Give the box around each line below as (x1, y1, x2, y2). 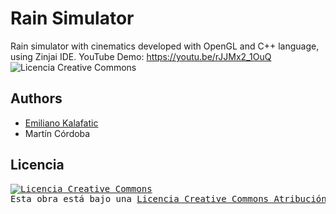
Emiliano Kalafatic (24, 117, 99, 129)
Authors (10, 90, 63, 107)
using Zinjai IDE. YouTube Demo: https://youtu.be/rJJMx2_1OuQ (10, 50, 272, 62)
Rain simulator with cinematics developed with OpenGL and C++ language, (10, 40, 320, 52)
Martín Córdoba (24, 127, 91, 139)
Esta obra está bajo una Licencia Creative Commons (10, 193, 270, 204)
